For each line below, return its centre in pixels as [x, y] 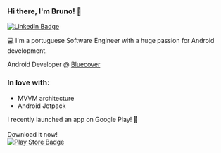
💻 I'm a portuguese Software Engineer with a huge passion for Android [111, 41]
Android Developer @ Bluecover [54, 65]
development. [27, 51]
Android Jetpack [42, 106]
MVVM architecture [46, 98]
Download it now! [33, 134]
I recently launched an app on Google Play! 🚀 [72, 119]
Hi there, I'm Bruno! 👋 [45, 11]
